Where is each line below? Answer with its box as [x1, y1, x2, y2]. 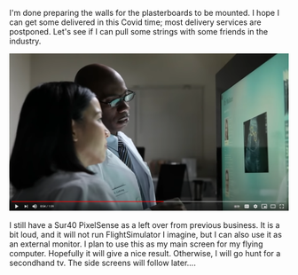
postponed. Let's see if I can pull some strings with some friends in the [9, 27, 269, 36]
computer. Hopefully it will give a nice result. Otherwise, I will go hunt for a [9, 247, 281, 258]
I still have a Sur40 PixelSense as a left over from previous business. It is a [9, 219, 280, 230]
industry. [9, 35, 42, 46]
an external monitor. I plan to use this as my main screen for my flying [9, 239, 263, 249]
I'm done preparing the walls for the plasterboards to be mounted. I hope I [9, 8, 279, 18]
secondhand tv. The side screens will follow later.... [9, 257, 197, 268]
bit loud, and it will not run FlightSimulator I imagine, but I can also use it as [9, 229, 282, 240]
